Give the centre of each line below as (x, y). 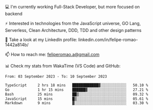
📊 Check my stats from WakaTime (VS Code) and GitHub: (63, 66)
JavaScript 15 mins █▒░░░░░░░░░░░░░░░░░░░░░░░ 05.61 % (77, 99)
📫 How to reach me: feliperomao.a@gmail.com (52, 54)
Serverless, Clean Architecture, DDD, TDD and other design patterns (73, 30)
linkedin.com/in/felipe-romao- (108, 40)
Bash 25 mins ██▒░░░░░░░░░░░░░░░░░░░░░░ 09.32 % (77, 94)
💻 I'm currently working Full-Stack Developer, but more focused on (72, 7)
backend (14, 14)
